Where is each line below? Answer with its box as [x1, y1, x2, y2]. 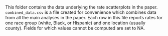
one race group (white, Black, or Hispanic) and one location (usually [5, 20, 145, 26]
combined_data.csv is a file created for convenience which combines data [5, 9, 156, 15]
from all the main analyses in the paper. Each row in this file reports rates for [5, 15, 163, 20]
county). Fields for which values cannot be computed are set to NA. [5, 25, 145, 31]
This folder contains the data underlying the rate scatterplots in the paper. [5, 4, 158, 10]
